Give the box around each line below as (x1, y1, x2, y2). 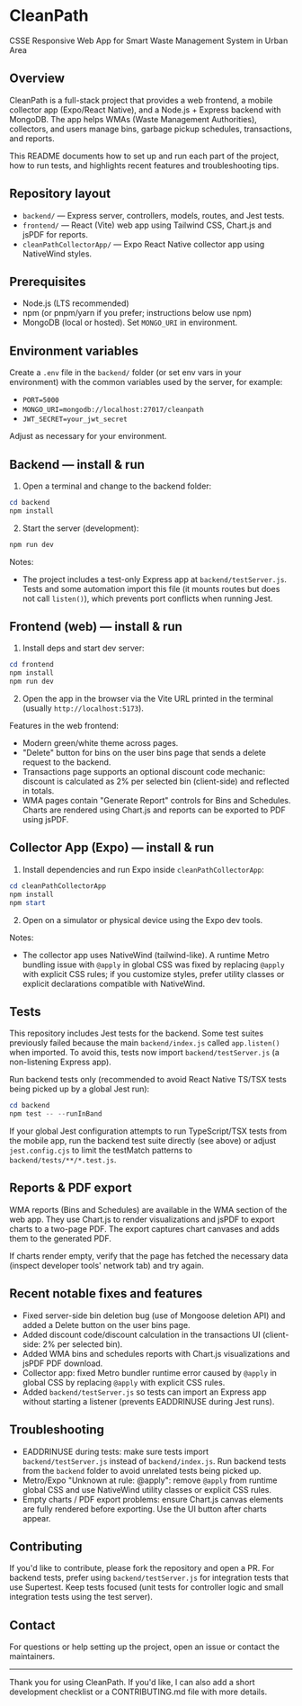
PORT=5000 (22, 396, 60, 405)
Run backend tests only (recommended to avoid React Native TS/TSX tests (9, 1074, 288, 1085)
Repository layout (9, 186, 111, 202)
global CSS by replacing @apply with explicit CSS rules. (22, 1377, 226, 1387)
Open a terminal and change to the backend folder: (22, 480, 212, 491)
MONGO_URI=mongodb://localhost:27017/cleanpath (22, 406, 204, 415)
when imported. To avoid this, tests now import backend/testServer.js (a (9, 1047, 280, 1058)
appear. (22, 1513, 51, 1523)
